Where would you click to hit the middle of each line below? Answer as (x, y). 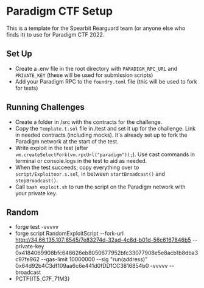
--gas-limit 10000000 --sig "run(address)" (94, 259)
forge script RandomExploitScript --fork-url (69, 234)
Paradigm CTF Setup (60, 11)
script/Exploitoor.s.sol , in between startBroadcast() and (90, 174)
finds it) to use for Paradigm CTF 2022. (55, 34)
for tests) (26, 88)
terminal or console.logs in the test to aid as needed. (81, 160)
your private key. (36, 193)
